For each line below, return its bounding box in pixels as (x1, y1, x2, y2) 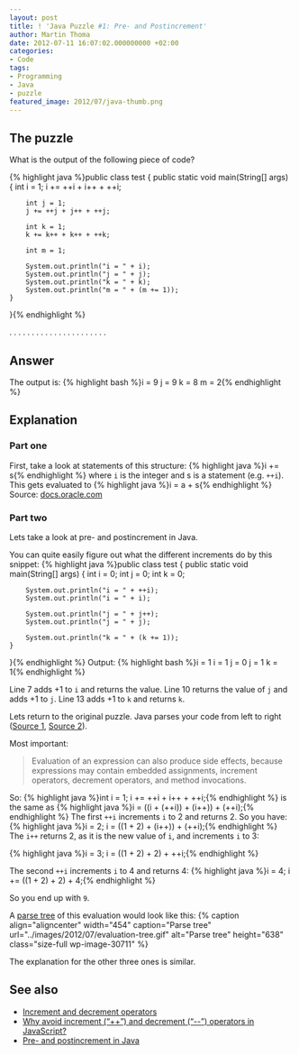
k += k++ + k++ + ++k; (25, 231, 111, 240)
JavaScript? (22, 1025, 68, 1036)
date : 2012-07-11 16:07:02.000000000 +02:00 (9, 38, 179, 48)
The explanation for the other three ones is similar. (9, 956, 196, 967)
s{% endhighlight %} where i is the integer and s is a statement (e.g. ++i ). (9, 470, 284, 481)
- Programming (9, 72, 63, 81)
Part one (9, 439, 48, 452)
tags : (9, 64, 30, 73)
